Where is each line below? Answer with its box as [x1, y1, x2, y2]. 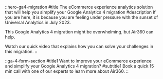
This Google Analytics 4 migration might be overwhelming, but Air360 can [5, 29, 154, 34]
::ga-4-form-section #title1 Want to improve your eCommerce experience [5, 58, 152, 63]
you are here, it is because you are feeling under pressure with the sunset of [5, 15, 158, 20]
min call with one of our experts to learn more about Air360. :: [5, 68, 129, 74]
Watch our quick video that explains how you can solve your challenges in [5, 44, 153, 49]
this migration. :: [5, 48, 37, 54]
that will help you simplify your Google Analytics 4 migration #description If [5, 9, 156, 15]
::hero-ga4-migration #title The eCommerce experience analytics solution [5, 4, 153, 10]
